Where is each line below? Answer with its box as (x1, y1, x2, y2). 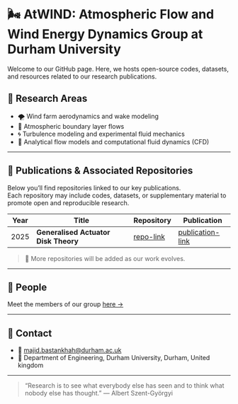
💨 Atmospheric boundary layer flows (17, 122, 125, 130)
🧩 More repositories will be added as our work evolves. (24, 254, 186, 262)
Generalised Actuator (36, 227, 110, 237)
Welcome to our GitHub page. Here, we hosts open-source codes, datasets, (7, 64, 229, 73)
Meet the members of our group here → (7, 300, 124, 308)
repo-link (133, 231, 165, 241)
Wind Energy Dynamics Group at (7, 26, 203, 42)
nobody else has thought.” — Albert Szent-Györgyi (24, 389, 174, 398)
